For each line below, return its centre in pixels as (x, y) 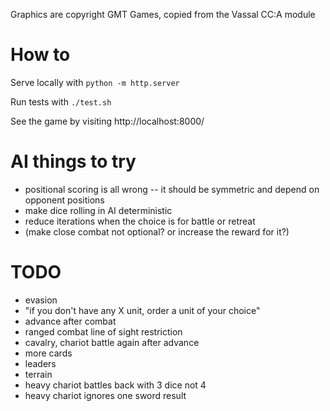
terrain (38, 374)
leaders (40, 363)
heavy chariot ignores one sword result (105, 395)
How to (40, 55)
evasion (41, 300)
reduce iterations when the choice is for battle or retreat (140, 221)
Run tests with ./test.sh (61, 101)
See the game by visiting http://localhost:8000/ (107, 121)
